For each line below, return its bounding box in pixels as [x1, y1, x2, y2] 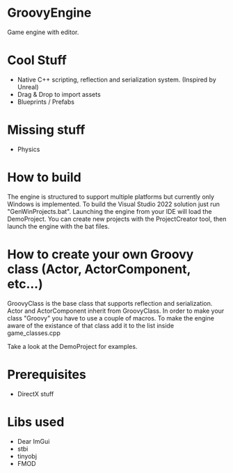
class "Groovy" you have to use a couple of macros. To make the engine [7, 313, 214, 322]
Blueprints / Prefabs [17, 98, 75, 106]
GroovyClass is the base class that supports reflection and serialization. [7, 299, 213, 307]
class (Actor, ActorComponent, [7, 261, 191, 277]
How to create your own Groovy [7, 246, 194, 262]
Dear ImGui [17, 437, 50, 445]
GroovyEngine [7, 5, 92, 21]
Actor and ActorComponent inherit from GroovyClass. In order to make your [7, 307, 225, 315]
